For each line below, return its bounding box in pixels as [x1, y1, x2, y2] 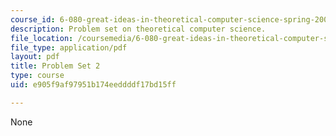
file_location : [10, 33, 74, 43]
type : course [10, 71, 65, 81]
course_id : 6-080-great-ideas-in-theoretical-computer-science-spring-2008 [10, 14, 333, 25]
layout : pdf [10, 52, 60, 62]
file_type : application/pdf [10, 42, 128, 53]
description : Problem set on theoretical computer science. [10, 24, 267, 34]
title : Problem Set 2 [10, 61, 101, 71]
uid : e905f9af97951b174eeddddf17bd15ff [10, 80, 177, 90]
